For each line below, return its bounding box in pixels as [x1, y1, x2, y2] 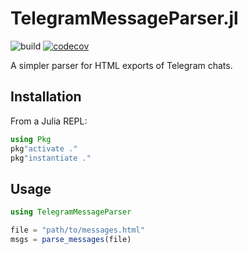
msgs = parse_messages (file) [10, 234, 132, 244]
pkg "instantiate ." [10, 153, 92, 163]
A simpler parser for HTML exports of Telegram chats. [10, 59, 233, 71]
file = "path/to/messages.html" [10, 225, 145, 236]
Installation [10, 88, 82, 106]
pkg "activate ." [10, 143, 78, 154]
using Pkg [10, 134, 52, 144]
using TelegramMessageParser [10, 207, 132, 217]
